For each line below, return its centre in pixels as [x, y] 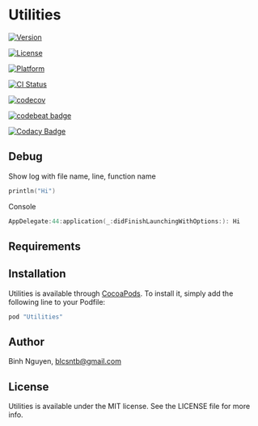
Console [22, 206]
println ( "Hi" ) [32, 191]
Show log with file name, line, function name [82, 176]
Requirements [44, 246]
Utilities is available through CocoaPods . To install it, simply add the [121, 293]
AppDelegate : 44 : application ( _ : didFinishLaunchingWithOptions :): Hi [125, 221]
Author [26, 342]
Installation [37, 274]
